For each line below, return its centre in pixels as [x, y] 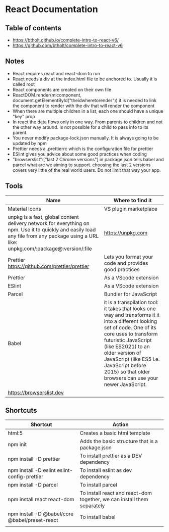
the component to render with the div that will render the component [83, 106]
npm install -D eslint [32, 470]
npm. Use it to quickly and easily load [52, 229]
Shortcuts [21, 410]
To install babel [98, 517]
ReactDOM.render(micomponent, [47, 95]
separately [92, 506]
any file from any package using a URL [53, 236]
